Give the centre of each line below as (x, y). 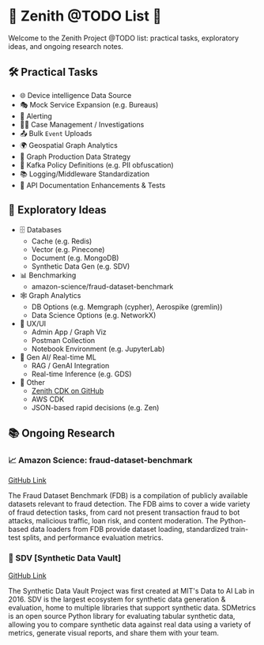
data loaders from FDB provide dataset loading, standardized (130, 530)
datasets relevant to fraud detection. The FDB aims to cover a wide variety (129, 504)
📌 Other (32, 382)
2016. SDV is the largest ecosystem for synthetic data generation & (117, 599)
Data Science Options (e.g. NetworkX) (94, 315)
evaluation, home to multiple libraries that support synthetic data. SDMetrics (132, 607)
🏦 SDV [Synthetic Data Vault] (64, 558)
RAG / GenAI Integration (70, 365)
